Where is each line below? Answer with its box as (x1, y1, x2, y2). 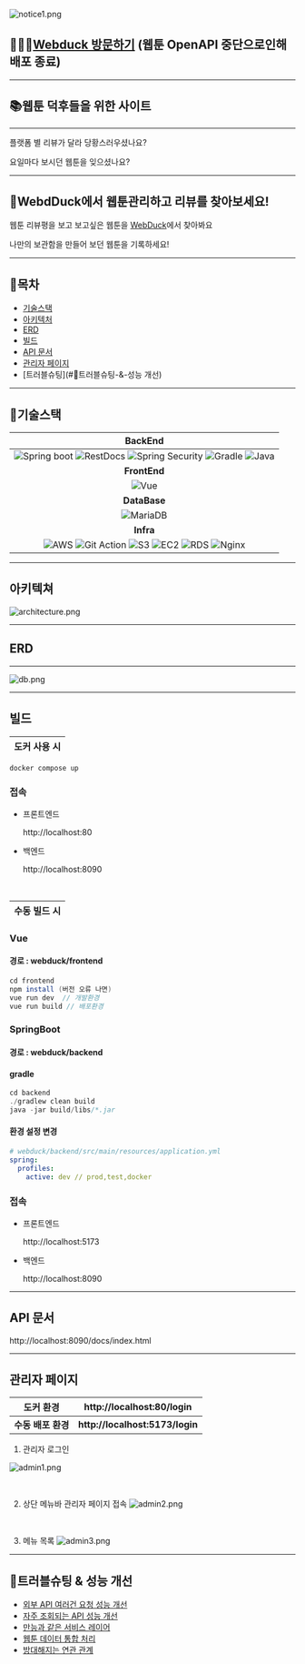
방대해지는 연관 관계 (22, 1645, 93, 1656)
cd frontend (9, 976, 54, 985)
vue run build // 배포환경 (9, 1002, 104, 1011)
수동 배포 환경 (14, 1419, 70, 1432)
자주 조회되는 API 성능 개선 (22, 1610, 118, 1621)
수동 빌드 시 (14, 904, 62, 917)
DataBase (123, 494, 166, 507)
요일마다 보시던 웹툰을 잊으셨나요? (9, 156, 131, 167)
